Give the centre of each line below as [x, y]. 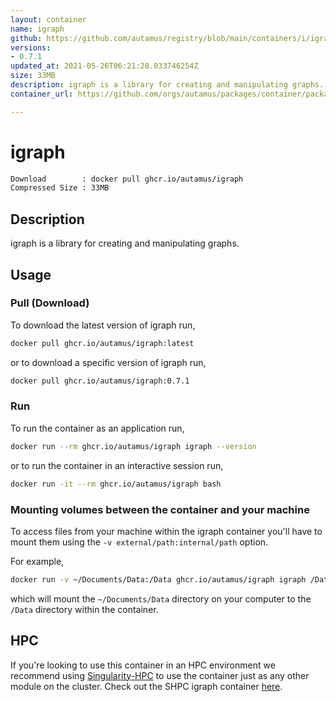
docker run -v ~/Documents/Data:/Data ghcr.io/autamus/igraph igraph [158, 579]
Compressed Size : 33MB [60, 188]
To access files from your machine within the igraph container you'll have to [166, 531]
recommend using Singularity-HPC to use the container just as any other [160, 675]
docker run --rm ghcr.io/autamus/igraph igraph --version [133, 446]
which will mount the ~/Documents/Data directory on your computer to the [161, 598]
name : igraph [37, 29]
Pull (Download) [50, 303]
